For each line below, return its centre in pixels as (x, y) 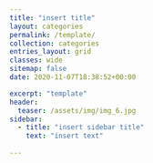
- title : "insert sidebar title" (81, 127)
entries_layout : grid (51, 52)
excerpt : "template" (49, 93)
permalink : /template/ (52, 35)
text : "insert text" (65, 136)
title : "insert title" (52, 18)
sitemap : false (38, 69)
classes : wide (36, 60)
